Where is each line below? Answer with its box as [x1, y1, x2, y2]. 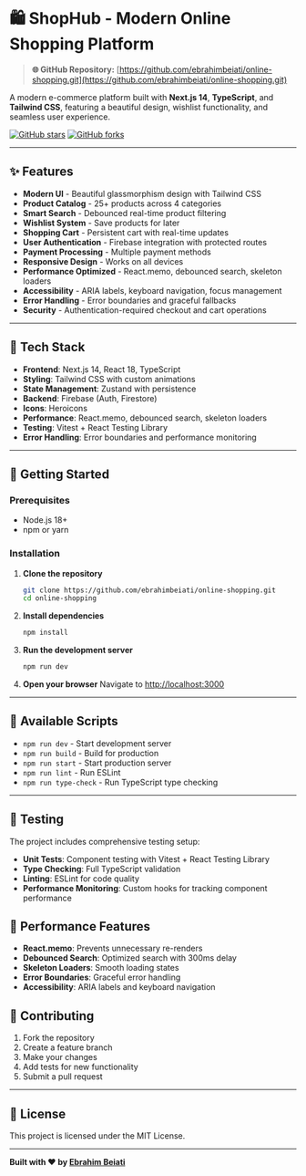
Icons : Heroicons [22, 402, 88, 413]
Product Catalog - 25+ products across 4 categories [22, 198, 221, 209]
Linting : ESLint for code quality [22, 873, 139, 884]
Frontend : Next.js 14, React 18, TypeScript [22, 363, 181, 375]
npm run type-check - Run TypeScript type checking [22, 776, 219, 787]
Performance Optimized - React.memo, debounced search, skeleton [22, 265, 282, 276]
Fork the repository [22, 1033, 96, 1044]
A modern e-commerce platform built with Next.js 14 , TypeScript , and [9, 91, 274, 102]
